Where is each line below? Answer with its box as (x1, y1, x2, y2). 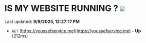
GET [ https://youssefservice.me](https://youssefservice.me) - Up (11, 28, 141, 33)
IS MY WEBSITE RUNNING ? (4, 3, 119, 14)
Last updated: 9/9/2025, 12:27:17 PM (4, 19, 80, 24)
